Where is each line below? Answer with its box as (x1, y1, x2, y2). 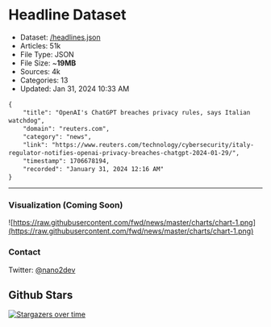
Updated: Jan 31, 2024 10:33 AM (19, 83, 130, 94)
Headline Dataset (8, 6, 127, 24)
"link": (23, 140, 48, 149)
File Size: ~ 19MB (19, 58, 77, 68)
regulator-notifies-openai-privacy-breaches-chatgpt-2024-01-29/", (8, 149, 240, 157)
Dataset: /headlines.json (19, 32, 101, 42)
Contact (8, 246, 41, 258)
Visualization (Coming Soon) (8, 199, 123, 211)
